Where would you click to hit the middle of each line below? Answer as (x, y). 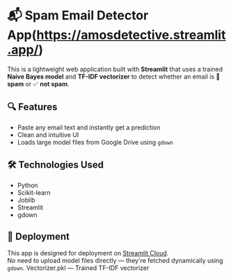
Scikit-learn (34, 192)
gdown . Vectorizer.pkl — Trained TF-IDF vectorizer (78, 268)
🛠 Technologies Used (56, 165)
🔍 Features (32, 107)
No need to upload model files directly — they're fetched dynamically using (115, 261)
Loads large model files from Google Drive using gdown (95, 142)
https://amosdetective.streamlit (131, 35)
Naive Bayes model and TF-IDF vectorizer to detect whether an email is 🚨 (114, 77)
